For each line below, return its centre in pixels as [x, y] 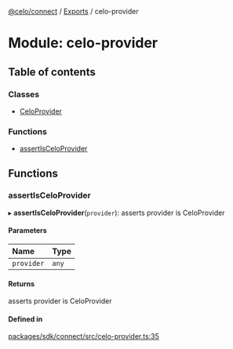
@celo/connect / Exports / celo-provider [73, 11]
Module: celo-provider [83, 43]
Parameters [27, 231]
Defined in [25, 319]
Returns [22, 284]
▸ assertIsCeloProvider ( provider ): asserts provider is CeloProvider [116, 213]
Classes [24, 94]
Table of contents [52, 72]
